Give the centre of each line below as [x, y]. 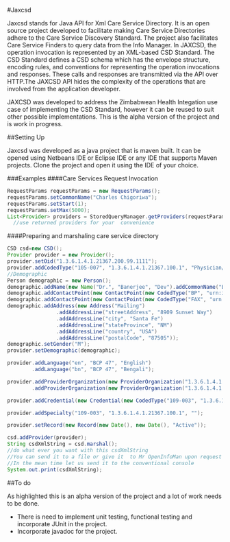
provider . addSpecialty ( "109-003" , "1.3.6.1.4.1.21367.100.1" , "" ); [105, 413]
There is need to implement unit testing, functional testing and [105, 517]
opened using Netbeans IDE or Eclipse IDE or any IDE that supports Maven [112, 158]
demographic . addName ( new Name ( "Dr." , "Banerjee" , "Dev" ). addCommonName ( [113, 287]
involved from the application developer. [64, 89]
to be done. [23, 503]
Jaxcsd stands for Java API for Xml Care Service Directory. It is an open [108, 23]
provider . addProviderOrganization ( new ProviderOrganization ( [96, 381]
